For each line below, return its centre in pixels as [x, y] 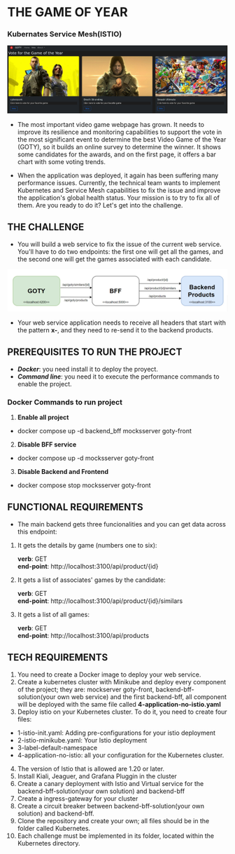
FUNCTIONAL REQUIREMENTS [75, 507]
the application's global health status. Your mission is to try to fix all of [119, 198]
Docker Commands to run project [65, 402]
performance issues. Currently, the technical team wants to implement [119, 182]
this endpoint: [37, 531]
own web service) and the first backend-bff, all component [142, 697]
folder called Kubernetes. [54, 828]
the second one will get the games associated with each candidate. [114, 259]
